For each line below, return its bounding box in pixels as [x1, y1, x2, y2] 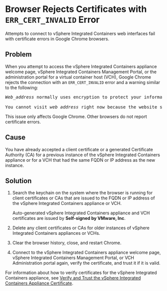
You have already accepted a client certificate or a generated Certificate [5, 146, 153, 152]
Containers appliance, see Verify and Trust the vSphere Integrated [5, 275, 141, 281]
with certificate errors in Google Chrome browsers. [5, 36, 109, 42]
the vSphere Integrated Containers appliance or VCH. [12, 200, 122, 206]
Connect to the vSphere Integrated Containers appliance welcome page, [12, 250, 161, 256]
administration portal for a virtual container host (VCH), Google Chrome [5, 74, 152, 80]
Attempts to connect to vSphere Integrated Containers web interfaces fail [5, 30, 156, 36]
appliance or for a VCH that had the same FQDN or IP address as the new [5, 157, 156, 163]
